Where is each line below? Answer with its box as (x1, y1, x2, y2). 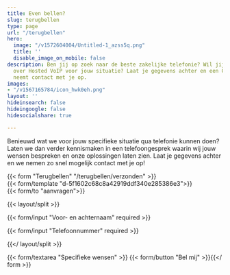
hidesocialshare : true (7, 112, 72, 119)
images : (7, 80, 29, 87)
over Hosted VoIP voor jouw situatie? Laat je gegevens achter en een (13, 67, 219, 74)
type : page (7, 23, 38, 29)
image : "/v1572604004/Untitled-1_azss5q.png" (13, 42, 146, 49)
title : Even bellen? (7, 10, 66, 17)
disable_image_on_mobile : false (13, 55, 106, 62)
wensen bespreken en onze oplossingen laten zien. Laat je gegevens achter (7, 152, 221, 160)
